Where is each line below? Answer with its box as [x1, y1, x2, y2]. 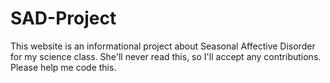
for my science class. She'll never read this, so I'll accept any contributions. [10, 50, 322, 62]
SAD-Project [10, 7, 117, 30]
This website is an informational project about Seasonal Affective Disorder [10, 40, 316, 52]
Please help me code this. [10, 61, 117, 73]
